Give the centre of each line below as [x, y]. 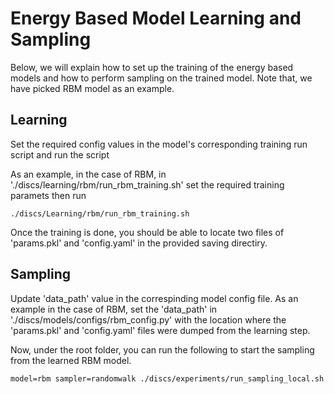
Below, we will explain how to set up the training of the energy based [152, 67]
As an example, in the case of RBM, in [88, 174]
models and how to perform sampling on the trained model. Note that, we [161, 78]
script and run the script [60, 154]
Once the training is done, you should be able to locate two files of [147, 232]
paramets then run [48, 195]
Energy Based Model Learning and [156, 18]
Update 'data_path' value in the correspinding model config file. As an [154, 298]
